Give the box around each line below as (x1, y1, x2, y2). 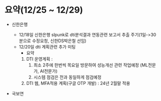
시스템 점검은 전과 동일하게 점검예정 (33, 74, 102, 80)
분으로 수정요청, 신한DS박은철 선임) (19, 37, 86, 44)
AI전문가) (40, 68, 58, 74)
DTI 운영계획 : (26, 56, 53, 62)
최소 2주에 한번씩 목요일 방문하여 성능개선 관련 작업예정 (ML (33, 62, 148, 68)
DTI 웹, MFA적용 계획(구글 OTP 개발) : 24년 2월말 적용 (26, 80, 130, 86)
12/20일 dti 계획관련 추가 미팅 (19, 44, 76, 50)
